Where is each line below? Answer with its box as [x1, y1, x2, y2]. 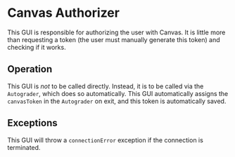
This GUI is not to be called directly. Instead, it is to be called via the [7, 82, 204, 90]
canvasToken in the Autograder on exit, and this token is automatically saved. [7, 97, 227, 105]
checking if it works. [7, 43, 66, 51]
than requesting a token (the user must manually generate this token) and [7, 35, 220, 43]
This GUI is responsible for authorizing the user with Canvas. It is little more [7, 28, 226, 36]
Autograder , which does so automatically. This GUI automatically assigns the [7, 89, 229, 97]
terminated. [7, 143, 41, 151]
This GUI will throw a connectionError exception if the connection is [7, 135, 204, 144]
